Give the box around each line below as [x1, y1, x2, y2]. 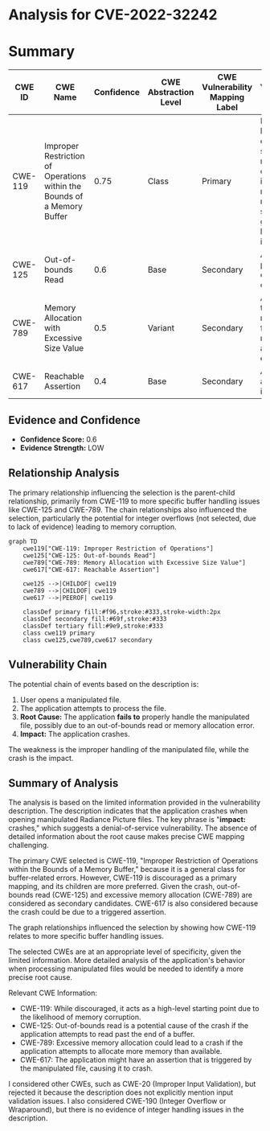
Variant [147, 323, 175, 334]
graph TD [8, 537, 38, 545]
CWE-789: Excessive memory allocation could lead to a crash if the [19, 1038, 243, 1047]
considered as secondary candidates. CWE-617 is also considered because [8, 899, 259, 908]
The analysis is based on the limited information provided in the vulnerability [8, 798, 261, 808]
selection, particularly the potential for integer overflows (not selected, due [8, 513, 257, 523]
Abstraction [147, 87, 194, 98]
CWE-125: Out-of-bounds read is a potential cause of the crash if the [19, 1021, 249, 1030]
